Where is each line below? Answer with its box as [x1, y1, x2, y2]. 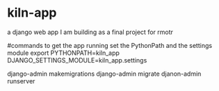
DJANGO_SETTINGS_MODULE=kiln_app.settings [7, 56, 147, 64]
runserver [7, 76, 35, 85]
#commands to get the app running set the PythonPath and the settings [7, 41, 213, 49]
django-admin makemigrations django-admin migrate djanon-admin [7, 69, 202, 78]
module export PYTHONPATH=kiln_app [7, 49, 120, 57]
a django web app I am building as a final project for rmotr [7, 28, 174, 36]
